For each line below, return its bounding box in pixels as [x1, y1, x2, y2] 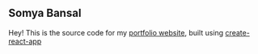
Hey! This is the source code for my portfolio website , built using [8, 27, 224, 37]
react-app [8, 36, 42, 46]
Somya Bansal [8, 6, 82, 20]
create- [225, 27, 251, 37]
